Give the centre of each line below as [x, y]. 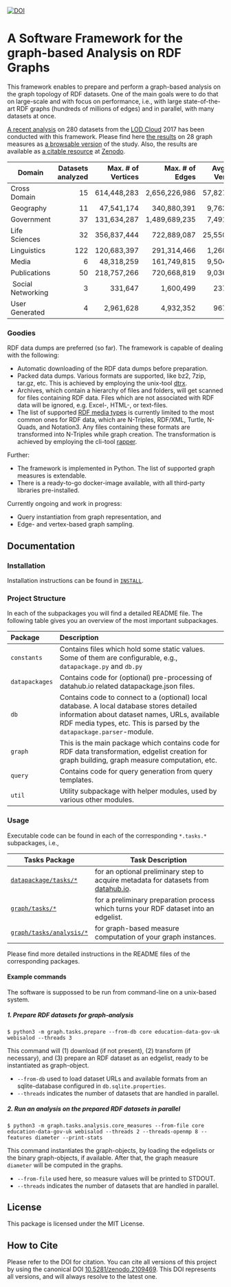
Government [31, 219]
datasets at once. [32, 116]
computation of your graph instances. [156, 937]
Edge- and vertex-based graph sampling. [75, 524]
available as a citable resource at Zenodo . [66, 151]
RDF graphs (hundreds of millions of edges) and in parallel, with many [115, 108]
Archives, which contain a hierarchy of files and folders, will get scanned [120, 391]
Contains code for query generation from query [136, 772]
